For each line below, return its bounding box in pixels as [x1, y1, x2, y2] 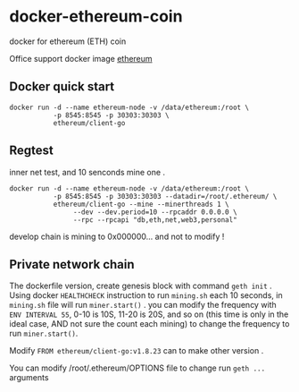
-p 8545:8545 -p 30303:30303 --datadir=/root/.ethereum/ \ [53, 192, 278, 200]
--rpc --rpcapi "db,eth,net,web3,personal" [72, 215, 238, 225]
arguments [9, 372, 49, 383]
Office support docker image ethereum [9, 53, 154, 64]
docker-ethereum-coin [9, 6, 183, 27]
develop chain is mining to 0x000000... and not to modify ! [9, 231, 225, 242]
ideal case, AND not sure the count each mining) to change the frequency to [9, 319, 290, 329]
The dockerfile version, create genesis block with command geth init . [9, 280, 272, 292]
